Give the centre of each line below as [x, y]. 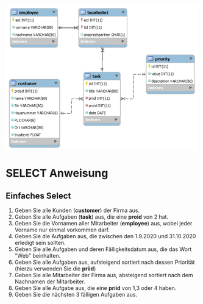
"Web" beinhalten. [37, 256]
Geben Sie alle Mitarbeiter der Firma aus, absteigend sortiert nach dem [104, 275]
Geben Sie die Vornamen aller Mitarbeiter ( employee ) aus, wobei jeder [103, 223]
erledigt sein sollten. [40, 243]
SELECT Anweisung [57, 173]
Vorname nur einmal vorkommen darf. [62, 230]
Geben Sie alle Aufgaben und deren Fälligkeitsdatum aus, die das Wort [103, 249]
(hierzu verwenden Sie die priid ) [55, 269]
